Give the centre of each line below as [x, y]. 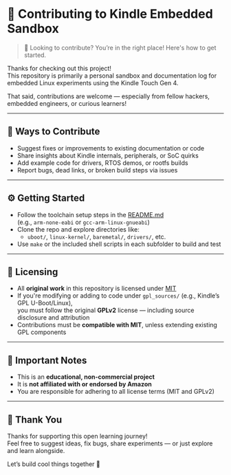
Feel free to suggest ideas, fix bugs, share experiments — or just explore [110, 443]
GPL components [42, 332]
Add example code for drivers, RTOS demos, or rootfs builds [102, 163]
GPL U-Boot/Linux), [45, 303]
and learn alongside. [36, 451]
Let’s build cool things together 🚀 [54, 464]
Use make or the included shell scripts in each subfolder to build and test [119, 244]
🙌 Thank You [35, 420]
